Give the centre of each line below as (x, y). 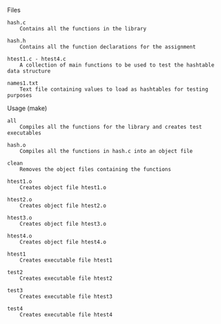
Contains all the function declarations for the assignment (108, 47)
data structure (29, 71)
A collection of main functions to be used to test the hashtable (117, 65)
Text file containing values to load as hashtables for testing (114, 89)
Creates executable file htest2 (66, 278)
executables (24, 133)
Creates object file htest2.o (63, 206)
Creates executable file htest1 (66, 260)
